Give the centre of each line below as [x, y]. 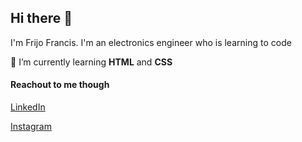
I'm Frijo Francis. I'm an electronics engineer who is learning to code [151, 42]
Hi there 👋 [41, 18]
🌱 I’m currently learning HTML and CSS [91, 62]
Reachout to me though [60, 85]
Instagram [31, 127]
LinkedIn [28, 107]
